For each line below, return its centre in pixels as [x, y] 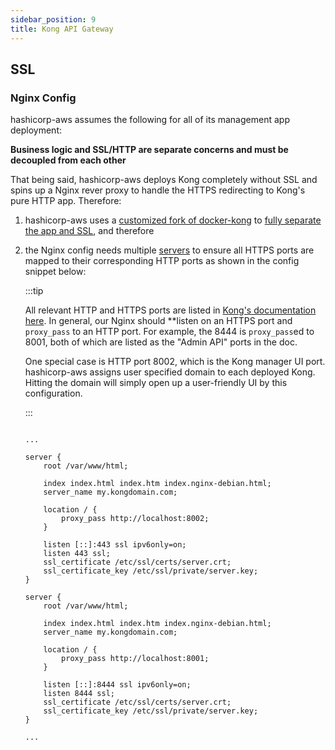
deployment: [36, 130]
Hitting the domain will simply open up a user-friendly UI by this [156, 383]
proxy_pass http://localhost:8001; [135, 659]
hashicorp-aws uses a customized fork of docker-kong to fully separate [173, 220]
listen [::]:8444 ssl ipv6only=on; [117, 685]
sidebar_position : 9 [53, 19]
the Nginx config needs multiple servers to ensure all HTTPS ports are [169, 250]
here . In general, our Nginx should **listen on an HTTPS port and [158, 321]
